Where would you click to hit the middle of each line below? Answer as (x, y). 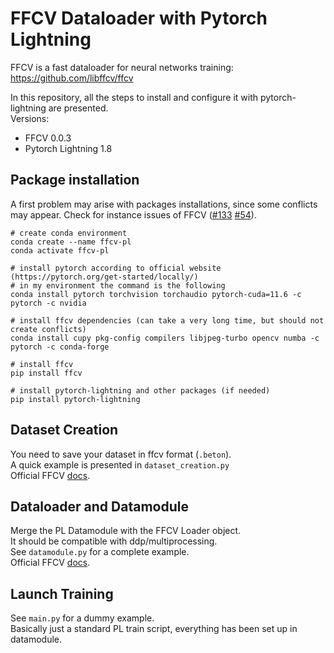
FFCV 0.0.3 (48, 138)
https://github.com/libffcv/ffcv (72, 78)
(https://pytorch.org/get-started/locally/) (104, 277)
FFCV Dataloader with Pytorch (139, 18)
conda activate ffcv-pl (60, 250)
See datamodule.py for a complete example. (100, 552)
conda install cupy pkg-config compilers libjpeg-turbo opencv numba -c (165, 338)
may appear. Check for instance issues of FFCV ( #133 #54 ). (133, 214)
